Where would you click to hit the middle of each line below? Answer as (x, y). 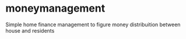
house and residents (30, 30)
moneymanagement (55, 8)
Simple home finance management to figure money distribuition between (93, 24)
